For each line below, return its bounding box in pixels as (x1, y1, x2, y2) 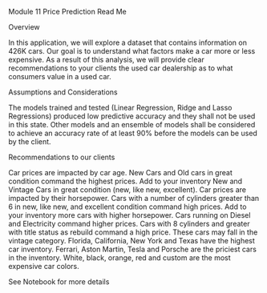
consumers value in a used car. (8, 72, 111, 81)
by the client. (8, 137, 51, 146)
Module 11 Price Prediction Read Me (8, 7, 127, 16)
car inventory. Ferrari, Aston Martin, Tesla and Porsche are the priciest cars (8, 244, 257, 254)
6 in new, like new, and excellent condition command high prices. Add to (8, 202, 247, 211)
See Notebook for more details (8, 277, 110, 287)
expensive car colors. (8, 262, 80, 271)
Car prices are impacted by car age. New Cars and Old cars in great (8, 168, 233, 177)
